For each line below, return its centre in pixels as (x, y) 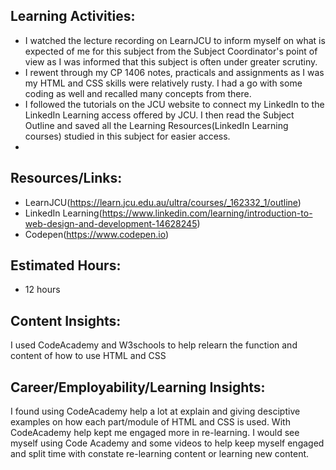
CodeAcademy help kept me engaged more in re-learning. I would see (155, 433)
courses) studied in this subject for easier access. (127, 136)
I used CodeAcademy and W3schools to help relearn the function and (154, 345)
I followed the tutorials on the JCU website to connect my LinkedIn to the (174, 104)
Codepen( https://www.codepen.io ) (97, 234)
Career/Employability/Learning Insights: (138, 387)
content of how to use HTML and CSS (88, 356)
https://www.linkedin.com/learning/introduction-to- (207, 213)
